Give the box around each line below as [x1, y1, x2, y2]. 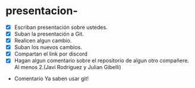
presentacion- [5, 4, 78, 18]
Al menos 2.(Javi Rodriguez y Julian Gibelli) [14, 64, 122, 71]
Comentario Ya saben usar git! [14, 75, 89, 82]
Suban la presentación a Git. [14, 31, 84, 37]
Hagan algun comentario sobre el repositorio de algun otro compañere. [14, 57, 189, 64]
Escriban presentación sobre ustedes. [14, 24, 108, 31]
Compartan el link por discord [14, 50, 88, 57]
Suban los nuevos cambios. [14, 44, 82, 51]
